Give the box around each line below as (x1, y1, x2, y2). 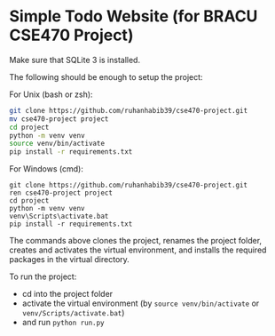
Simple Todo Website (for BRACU (9, 6, 258, 27)
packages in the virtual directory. (9, 254, 130, 265)
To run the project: (9, 271, 77, 282)
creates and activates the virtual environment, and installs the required (9, 244, 267, 255)
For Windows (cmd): (9, 164, 84, 174)
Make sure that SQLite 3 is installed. (9, 54, 140, 65)
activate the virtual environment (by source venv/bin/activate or (21, 298, 260, 308)
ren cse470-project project (9, 188, 114, 197)
